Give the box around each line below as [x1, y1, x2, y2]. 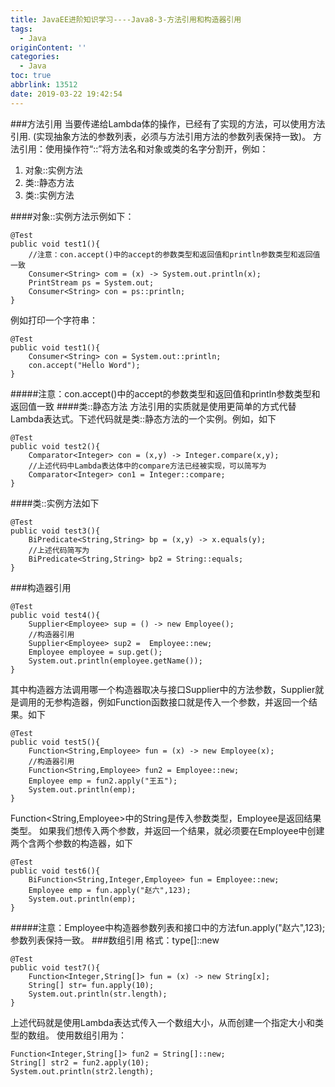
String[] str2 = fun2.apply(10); [10, 1057, 150, 1068]
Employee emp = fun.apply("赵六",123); [28, 885, 192, 895]
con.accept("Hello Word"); [28, 360, 141, 370]
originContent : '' [10, 42, 87, 53]
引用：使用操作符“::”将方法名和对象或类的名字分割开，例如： [18, 142, 269, 155]
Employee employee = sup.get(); [28, 647, 163, 657]
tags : [10, 24, 33, 34]
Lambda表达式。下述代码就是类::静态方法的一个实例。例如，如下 [10, 412, 277, 425]
